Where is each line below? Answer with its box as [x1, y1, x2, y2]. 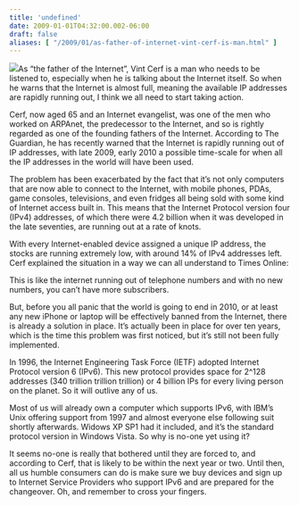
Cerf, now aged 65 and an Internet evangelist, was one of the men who [9, 109, 270, 120]
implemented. [9, 340, 60, 351]
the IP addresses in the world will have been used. [9, 157, 195, 168]
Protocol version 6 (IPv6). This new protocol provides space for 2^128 [9, 367, 266, 377]
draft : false [9, 29, 58, 38]
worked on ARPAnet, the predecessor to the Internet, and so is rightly [9, 119, 265, 129]
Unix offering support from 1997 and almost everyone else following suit [9, 412, 275, 423]
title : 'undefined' [9, 12, 82, 22]
